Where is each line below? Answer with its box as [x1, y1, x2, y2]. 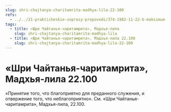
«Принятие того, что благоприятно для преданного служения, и [5, 90, 145, 96]
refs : [5, 12, 17, 17]
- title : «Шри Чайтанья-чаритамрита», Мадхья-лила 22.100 [10, 36, 136, 41]
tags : [5, 21, 17, 27]
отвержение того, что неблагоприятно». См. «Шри [5, 95, 116, 102]
